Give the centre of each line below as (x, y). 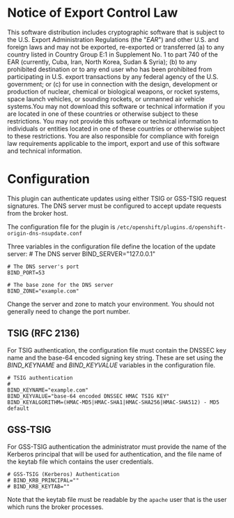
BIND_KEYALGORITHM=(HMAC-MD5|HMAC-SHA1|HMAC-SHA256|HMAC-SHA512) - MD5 (113, 402)
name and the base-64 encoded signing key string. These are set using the (115, 357)
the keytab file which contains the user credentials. (80, 461)
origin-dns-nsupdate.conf (45, 233)
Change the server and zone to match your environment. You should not (111, 304)
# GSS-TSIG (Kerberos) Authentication (63, 474)
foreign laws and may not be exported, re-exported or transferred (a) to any (116, 47)
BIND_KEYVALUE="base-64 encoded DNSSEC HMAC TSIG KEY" (88, 396)
